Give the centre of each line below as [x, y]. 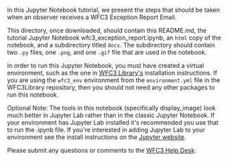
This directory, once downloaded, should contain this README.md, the [107, 30]
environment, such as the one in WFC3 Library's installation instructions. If [112, 73]
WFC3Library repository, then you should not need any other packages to [111, 87]
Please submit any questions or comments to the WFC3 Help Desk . [102, 150]
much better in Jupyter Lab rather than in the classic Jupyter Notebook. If [111, 115]
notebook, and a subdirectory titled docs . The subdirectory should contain [111, 45]
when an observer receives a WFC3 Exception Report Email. [92, 17]
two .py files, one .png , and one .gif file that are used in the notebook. [107, 52]
